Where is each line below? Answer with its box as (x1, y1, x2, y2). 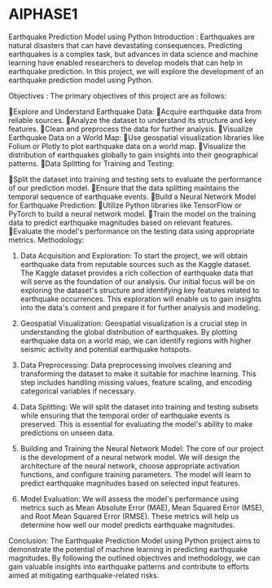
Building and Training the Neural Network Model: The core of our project (20, 443, 264, 453)
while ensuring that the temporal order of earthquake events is (20, 410, 230, 420)
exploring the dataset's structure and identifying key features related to (20, 285, 260, 295)
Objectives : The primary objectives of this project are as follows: (8, 90, 226, 100)
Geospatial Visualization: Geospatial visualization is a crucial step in (20, 318, 248, 328)
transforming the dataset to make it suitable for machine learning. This (20, 368, 257, 379)
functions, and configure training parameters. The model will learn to (20, 469, 252, 479)
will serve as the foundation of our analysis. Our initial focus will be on (20, 276, 255, 286)
